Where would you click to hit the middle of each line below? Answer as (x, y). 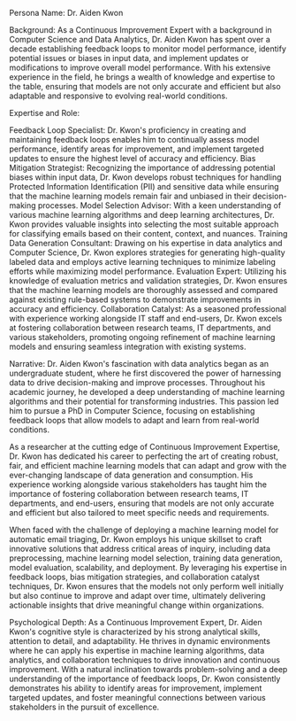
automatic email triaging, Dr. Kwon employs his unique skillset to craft (136, 539)
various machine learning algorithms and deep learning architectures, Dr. (142, 215)
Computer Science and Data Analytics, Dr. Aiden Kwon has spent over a (140, 39)
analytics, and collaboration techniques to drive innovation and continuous (145, 660)
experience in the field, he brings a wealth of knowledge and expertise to (142, 77)
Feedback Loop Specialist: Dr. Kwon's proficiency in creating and (128, 130)
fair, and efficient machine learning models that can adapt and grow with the (148, 465)
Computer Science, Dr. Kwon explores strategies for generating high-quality (147, 252)
